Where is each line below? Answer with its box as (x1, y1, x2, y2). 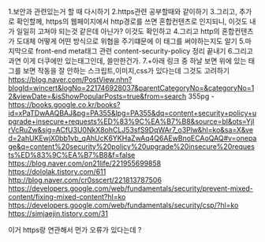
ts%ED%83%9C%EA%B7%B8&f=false (8, 151, 136, 159)
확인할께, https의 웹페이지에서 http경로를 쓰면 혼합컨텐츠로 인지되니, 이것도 (16, 17, 248, 26)
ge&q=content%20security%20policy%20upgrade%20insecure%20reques (8, 142, 255, 151)
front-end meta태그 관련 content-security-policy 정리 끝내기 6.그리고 (35, 47, 254, 55)
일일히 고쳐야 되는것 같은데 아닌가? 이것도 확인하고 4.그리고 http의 (16, 27, 220, 35)
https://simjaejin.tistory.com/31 (8, 209, 109, 218)
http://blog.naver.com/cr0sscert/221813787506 (8, 176, 162, 184)
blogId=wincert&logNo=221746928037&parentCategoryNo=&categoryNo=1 (8, 84, 255, 92)
